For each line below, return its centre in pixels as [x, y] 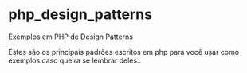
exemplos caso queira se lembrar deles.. [75, 60]
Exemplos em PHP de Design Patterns [71, 36]
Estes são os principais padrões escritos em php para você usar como [124, 52]
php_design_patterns [80, 15]
